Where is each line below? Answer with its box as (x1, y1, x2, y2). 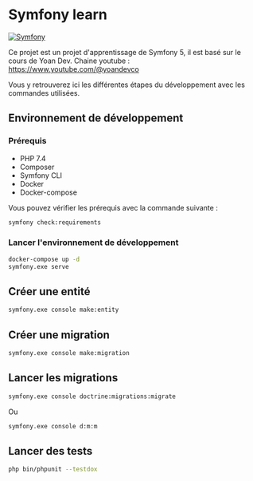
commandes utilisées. (8, 88, 80, 97)
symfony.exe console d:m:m (8, 422, 98, 430)
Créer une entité (8, 285, 91, 298)
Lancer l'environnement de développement (8, 237, 179, 248)
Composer (19, 162, 55, 172)
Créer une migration (8, 328, 110, 341)
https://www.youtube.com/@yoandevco (8, 64, 139, 73)
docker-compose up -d (8, 255, 80, 263)
